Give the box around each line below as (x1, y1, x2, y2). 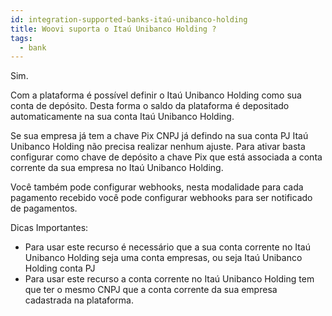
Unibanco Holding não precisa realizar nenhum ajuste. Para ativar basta (10, 141, 306, 153)
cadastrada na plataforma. (24, 294, 134, 306)
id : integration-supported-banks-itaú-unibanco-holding (10, 14, 248, 25)
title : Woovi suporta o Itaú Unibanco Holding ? (10, 24, 217, 34)
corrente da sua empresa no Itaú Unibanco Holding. (10, 162, 224, 174)
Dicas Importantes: (10, 222, 89, 234)
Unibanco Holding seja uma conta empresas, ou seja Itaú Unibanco (24, 252, 303, 264)
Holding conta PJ (24, 262, 96, 275)
